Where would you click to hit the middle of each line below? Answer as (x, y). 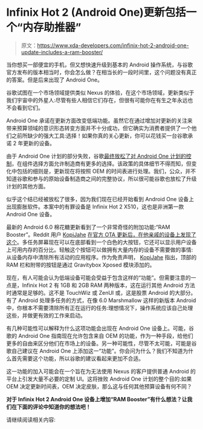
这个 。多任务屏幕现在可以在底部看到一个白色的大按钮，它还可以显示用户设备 (101, 242)
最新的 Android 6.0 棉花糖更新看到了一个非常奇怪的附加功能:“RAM (88, 227)
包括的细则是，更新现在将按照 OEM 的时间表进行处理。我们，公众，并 (104, 171)
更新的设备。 (39, 143)
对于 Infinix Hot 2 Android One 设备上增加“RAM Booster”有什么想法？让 (97, 399)
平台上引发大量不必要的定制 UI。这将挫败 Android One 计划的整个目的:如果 (99, 379)
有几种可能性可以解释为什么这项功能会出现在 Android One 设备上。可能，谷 (100, 328)
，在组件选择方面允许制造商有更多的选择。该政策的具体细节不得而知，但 (101, 163)
